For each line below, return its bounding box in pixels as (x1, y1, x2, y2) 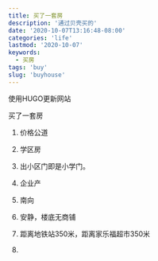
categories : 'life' (8, 33, 73, 42)
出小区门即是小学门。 (19, 161, 90, 171)
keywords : (8, 49, 41, 56)
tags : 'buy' (8, 64, 48, 72)
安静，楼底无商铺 (19, 212, 76, 221)
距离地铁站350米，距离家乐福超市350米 (19, 228, 151, 239)
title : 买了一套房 (8, 11, 64, 20)
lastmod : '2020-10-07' (8, 41, 83, 49)
